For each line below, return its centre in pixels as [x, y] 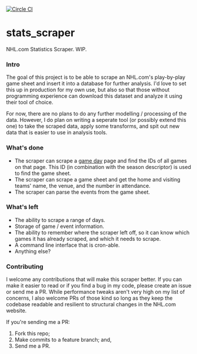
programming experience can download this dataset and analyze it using [94, 96]
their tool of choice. [30, 102]
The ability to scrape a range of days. [60, 220]
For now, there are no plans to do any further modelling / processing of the [96, 114]
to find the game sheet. [43, 173]
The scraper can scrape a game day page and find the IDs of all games [101, 161]
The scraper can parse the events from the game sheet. [82, 192]
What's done [25, 148]
